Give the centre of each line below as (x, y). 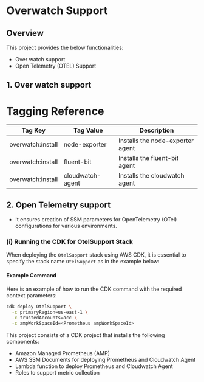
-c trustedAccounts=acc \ (45, 318)
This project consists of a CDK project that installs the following (86, 335)
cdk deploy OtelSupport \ (39, 307)
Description (157, 130)
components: (23, 342)
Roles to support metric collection (57, 373)
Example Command (31, 276)
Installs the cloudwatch (151, 176)
